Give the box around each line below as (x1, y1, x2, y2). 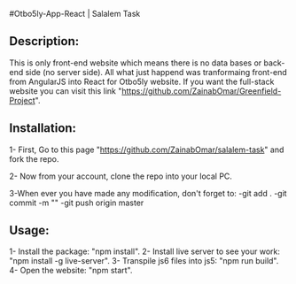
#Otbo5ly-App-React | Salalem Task (9, 9, 141, 19)
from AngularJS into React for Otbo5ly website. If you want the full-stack (9, 76, 275, 87)
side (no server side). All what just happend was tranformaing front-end (25, 66, 288, 77)
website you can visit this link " (9, 85, 122, 96)
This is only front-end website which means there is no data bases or (9, 58, 262, 68)
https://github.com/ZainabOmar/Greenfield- (121, 85, 282, 96)
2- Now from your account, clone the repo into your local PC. (9, 171, 233, 181)
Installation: (9, 120, 77, 136)
